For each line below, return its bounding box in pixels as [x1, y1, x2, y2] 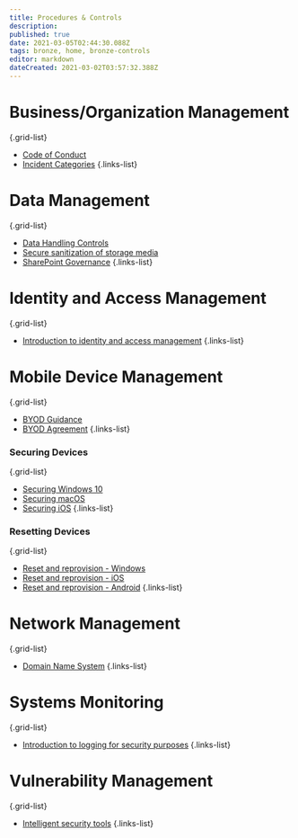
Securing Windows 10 [22, 483, 103, 495]
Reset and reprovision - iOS [22, 573, 125, 584]
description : [9, 22, 58, 31]
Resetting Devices [9, 525, 91, 538]
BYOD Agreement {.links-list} [22, 423, 130, 434]
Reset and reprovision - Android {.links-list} [22, 582, 183, 593]
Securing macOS [22, 493, 85, 504]
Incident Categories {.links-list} [22, 158, 137, 169]
